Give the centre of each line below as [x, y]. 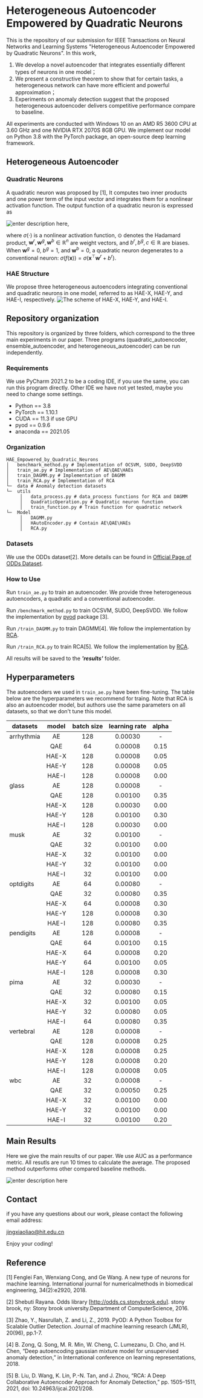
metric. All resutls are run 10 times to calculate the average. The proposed [98, 1162]
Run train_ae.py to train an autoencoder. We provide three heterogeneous [99, 592]
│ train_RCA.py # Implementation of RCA [60, 481]
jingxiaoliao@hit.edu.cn [35, 1232]
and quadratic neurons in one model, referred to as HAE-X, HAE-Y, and [95, 293]
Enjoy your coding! [30, 1244]
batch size [88, 726]
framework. [21, 143]
